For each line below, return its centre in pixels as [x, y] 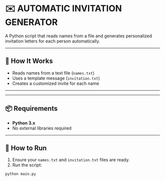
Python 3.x [24, 123]
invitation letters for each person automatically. [53, 41]
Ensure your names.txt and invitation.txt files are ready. [71, 160]
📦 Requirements [31, 109]
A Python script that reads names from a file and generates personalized [79, 36]
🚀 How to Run [26, 148]
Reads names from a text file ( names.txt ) [53, 73]
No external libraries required [42, 128]
